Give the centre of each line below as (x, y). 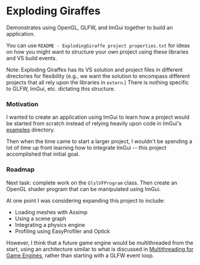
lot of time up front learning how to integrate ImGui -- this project (86, 148)
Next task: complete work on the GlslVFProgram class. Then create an (92, 183)
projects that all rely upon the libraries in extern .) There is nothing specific (98, 82)
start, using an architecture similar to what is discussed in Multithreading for (100, 249)
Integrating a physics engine (50, 224)
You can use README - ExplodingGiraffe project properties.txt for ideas (98, 45)
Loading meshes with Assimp (51, 212)
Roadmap (20, 170)
